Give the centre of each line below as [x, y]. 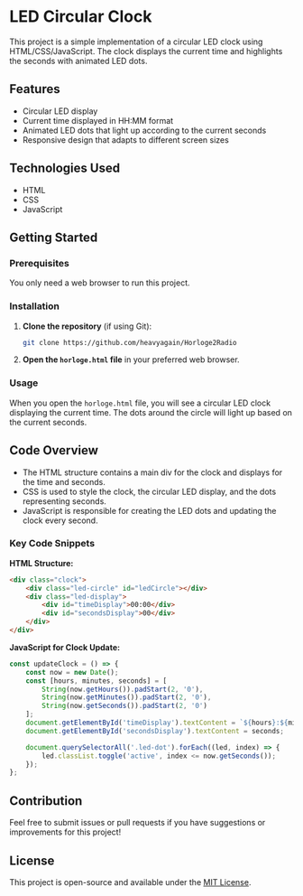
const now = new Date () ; [72, 672]
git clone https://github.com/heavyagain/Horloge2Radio [129, 342]
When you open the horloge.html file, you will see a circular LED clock [140, 403]
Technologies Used [64, 168]
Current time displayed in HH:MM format [98, 120]
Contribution [46, 801]
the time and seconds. [64, 481]
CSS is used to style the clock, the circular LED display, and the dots [149, 491]
